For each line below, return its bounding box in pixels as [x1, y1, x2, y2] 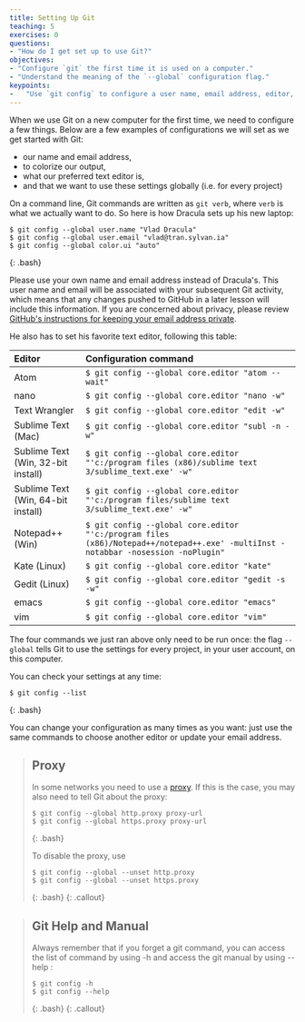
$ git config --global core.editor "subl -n [84, 421, 281, 432]
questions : [9, 38, 51, 48]
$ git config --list [9, 688, 88, 698]
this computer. [9, 653, 64, 664]
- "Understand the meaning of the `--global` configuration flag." [9, 73, 271, 82]
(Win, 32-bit [14, 456, 68, 469]
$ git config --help [31, 987, 110, 997]
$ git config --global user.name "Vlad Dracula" [9, 224, 197, 234]
